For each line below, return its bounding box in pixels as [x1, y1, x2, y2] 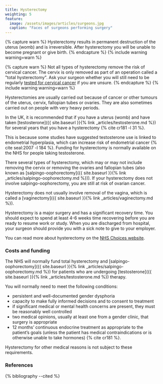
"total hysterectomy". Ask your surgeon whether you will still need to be [5, 75, 150, 81]
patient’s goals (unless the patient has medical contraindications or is [12, 329, 152, 335]
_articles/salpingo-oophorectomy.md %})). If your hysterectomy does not [5, 175, 153, 181]
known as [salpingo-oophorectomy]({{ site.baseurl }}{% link [5, 170, 126, 176]
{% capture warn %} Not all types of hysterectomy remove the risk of [5, 64, 145, 70]
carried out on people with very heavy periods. [5, 105, 100, 111]
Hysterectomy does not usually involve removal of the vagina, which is [5, 190, 147, 196]
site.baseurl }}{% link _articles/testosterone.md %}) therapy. [5, 274, 127, 280]
